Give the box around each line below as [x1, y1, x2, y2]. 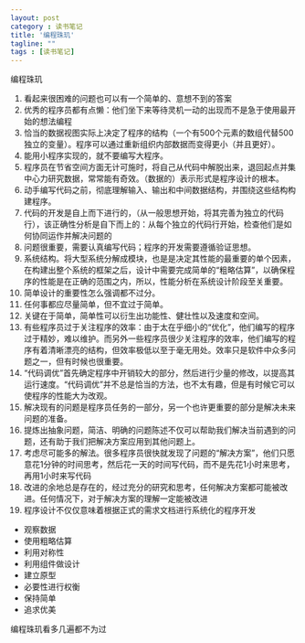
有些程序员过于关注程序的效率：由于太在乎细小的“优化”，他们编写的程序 [23, 322, 296, 333]
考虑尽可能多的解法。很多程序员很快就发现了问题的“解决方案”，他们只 [23, 447, 288, 458]
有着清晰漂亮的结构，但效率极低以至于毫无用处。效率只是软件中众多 [31, 345, 289, 356]
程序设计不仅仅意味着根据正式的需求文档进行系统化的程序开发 [23, 505, 257, 516]
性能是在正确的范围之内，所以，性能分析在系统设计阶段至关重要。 [39, 276, 289, 287]
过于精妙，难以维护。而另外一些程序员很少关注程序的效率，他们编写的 [23, 333, 289, 344]
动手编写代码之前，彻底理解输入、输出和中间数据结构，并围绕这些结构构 [23, 185, 296, 196]
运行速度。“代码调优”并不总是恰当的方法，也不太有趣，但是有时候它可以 [23, 379, 296, 390]
